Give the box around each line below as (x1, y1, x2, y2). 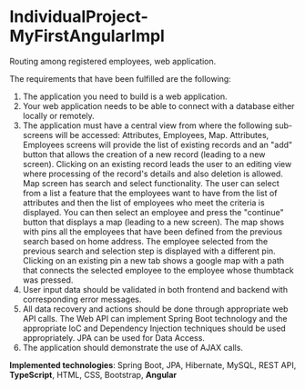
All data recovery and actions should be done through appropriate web (22, 303, 289, 314)
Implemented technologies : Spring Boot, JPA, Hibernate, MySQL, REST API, (9, 359, 297, 370)
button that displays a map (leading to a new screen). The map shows (22, 216, 285, 227)
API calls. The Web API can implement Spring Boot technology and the (22, 313, 288, 324)
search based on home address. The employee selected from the (22, 235, 269, 246)
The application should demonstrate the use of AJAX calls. (22, 342, 244, 353)
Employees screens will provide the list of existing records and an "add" (22, 139, 293, 150)
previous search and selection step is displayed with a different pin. (22, 245, 276, 256)
